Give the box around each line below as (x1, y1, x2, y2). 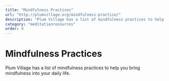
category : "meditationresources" (5, 21, 76, 27)
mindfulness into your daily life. (5, 70, 71, 76)
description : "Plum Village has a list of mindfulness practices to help (5, 17, 164, 22)
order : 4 (5, 26, 24, 31)
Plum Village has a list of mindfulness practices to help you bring (5, 65, 140, 71)
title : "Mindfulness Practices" (5, 7, 73, 13)
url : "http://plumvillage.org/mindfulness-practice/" (5, 12, 121, 17)
